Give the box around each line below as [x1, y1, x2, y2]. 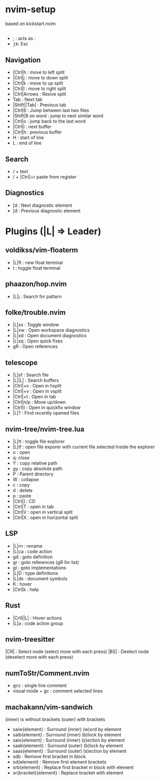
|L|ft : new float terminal [12, 259, 63, 266]
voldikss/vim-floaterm [5, 246, 78, 254]
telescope [5, 358, 38, 367]
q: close [12, 454, 30, 461]
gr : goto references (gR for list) [12, 559, 79, 565]
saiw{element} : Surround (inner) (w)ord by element [12, 726, 122, 732]
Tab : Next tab [12, 96, 43, 103]
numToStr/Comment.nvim [5, 669, 90, 678]
